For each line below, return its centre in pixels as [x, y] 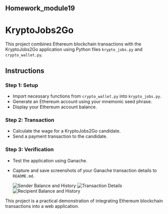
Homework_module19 [40, 8]
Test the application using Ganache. [50, 160]
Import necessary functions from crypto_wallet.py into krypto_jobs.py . [87, 96]
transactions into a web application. [42, 206]
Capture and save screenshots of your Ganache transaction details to [85, 170]
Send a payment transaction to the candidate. [60, 137]
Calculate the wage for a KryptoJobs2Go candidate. [67, 131]
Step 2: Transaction [30, 120]
